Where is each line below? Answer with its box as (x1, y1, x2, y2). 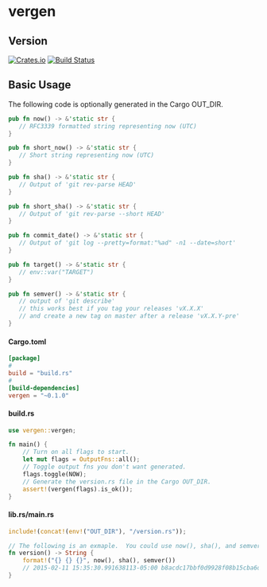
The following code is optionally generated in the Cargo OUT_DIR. (8, 99, 224, 109)
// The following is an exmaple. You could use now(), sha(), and (8, 542, 237, 550)
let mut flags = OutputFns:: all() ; (22, 456, 141, 464)
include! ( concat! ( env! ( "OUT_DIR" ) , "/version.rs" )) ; (8, 527, 187, 535)
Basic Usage (8, 78, 72, 92)
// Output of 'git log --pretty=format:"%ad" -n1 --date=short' (18, 239, 237, 247)
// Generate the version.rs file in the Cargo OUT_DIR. (22, 477, 212, 486)
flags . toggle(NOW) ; (22, 470, 87, 478)
